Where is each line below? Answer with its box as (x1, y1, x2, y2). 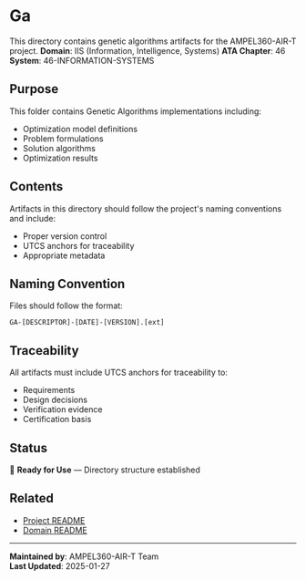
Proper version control (22, 230, 107, 242)
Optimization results (22, 152, 98, 163)
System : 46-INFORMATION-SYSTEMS (9, 55, 155, 66)
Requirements (22, 385, 76, 396)
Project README (22, 514, 86, 525)
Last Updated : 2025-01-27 (9, 560, 111, 571)
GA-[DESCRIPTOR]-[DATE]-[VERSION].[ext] (9, 318, 166, 327)
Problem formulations (22, 133, 104, 144)
